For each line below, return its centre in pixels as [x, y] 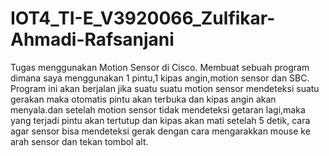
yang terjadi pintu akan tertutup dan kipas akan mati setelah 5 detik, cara [160, 120]
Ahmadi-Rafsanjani [92, 39]
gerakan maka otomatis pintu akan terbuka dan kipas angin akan [143, 99]
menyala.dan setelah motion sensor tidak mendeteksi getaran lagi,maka [158, 109]
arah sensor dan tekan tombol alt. [79, 141]
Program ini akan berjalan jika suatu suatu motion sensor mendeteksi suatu [165, 88]
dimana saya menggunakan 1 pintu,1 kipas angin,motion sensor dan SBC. [160, 78]
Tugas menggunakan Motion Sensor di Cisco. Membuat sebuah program [160, 67]
